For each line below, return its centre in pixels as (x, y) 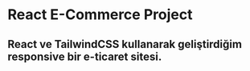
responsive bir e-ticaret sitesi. (85, 56)
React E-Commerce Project (100, 15)
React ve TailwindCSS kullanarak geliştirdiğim (125, 44)
